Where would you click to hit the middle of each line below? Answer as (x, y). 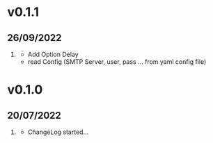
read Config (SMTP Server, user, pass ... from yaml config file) (117, 62)
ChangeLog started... (58, 132)
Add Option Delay (53, 54)
